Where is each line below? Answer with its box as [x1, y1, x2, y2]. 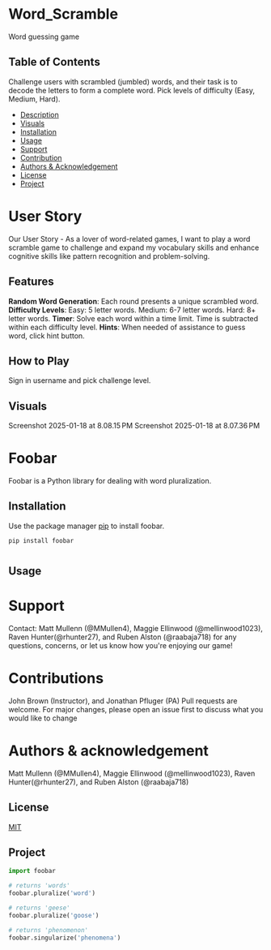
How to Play [8, 354, 70, 368]
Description [19, 110, 59, 119]
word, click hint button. [8, 330, 85, 341]
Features [8, 275, 54, 289]
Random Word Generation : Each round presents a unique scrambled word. [8, 296, 259, 306]
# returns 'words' [8, 882, 70, 890]
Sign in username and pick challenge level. [8, 376, 151, 385]
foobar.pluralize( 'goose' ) [8, 911, 100, 919]
